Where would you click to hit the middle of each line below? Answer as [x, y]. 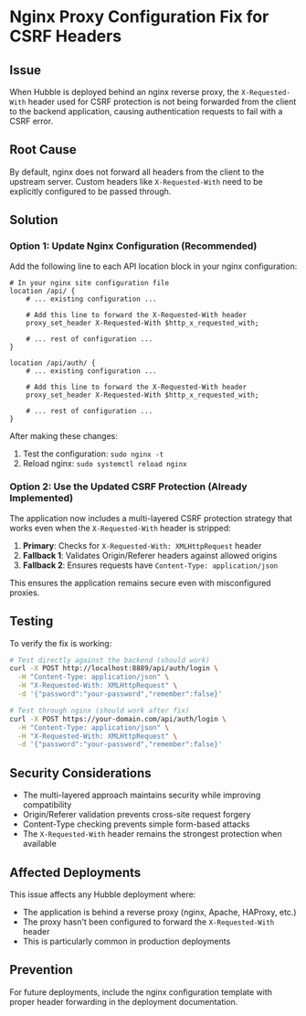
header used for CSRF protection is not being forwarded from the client [162, 102]
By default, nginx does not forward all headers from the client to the [137, 172]
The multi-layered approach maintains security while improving [142, 795]
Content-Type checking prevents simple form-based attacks [136, 824]
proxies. [25, 593]
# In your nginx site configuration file [90, 283]
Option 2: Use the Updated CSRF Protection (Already [128, 487]
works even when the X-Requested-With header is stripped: [120, 528]
